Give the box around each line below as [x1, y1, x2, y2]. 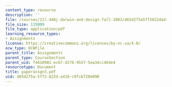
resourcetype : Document [5, 64, 56, 70]
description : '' [5, 12, 40, 17]
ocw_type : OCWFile [5, 46, 45, 51]
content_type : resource [5, 7, 56, 13]
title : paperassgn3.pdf [5, 70, 56, 75]
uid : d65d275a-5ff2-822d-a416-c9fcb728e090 [5, 74, 100, 79]
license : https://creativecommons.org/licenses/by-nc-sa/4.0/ [5, 41, 141, 46]
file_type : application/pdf [5, 27, 66, 32]
